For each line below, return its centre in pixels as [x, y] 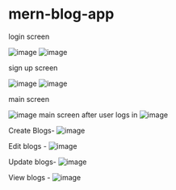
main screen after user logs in [88, 115]
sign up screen [33, 68]
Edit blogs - [27, 146]
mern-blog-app [61, 14]
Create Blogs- [31, 130]
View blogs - [29, 177]
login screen [29, 36]
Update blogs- [32, 162]
